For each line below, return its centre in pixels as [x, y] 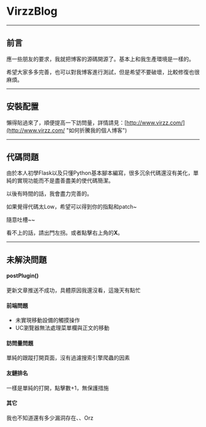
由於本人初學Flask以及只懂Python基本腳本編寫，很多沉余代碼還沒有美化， [100, 173]
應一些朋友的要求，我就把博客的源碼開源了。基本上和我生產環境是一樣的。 [100, 59]
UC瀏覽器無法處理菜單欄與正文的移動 [62, 328]
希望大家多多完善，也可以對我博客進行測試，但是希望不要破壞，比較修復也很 [103, 72]
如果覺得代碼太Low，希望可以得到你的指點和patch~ [72, 207]
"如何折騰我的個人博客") [97, 130]
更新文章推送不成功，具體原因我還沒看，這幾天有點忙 [74, 290]
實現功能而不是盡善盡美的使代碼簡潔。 [65, 181]
